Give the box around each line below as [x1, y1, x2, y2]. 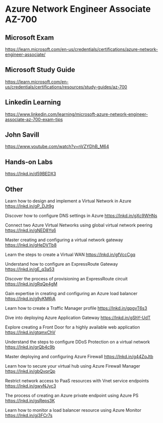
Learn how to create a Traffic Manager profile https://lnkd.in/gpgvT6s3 [5, 305, 147, 311]
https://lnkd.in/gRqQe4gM [5, 281, 58, 287]
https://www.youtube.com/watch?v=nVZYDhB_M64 [5, 144, 109, 149]
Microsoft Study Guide [5, 66, 76, 74]
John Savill [5, 131, 40, 139]
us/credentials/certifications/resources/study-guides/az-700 [5, 84, 127, 90]
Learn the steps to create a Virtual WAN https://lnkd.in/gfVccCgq [5, 251, 136, 258]
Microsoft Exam [5, 33, 54, 42]
